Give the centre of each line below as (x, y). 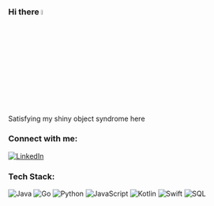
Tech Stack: (32, 176)
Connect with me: (43, 139)
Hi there (24, 12)
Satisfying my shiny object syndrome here (77, 118)
